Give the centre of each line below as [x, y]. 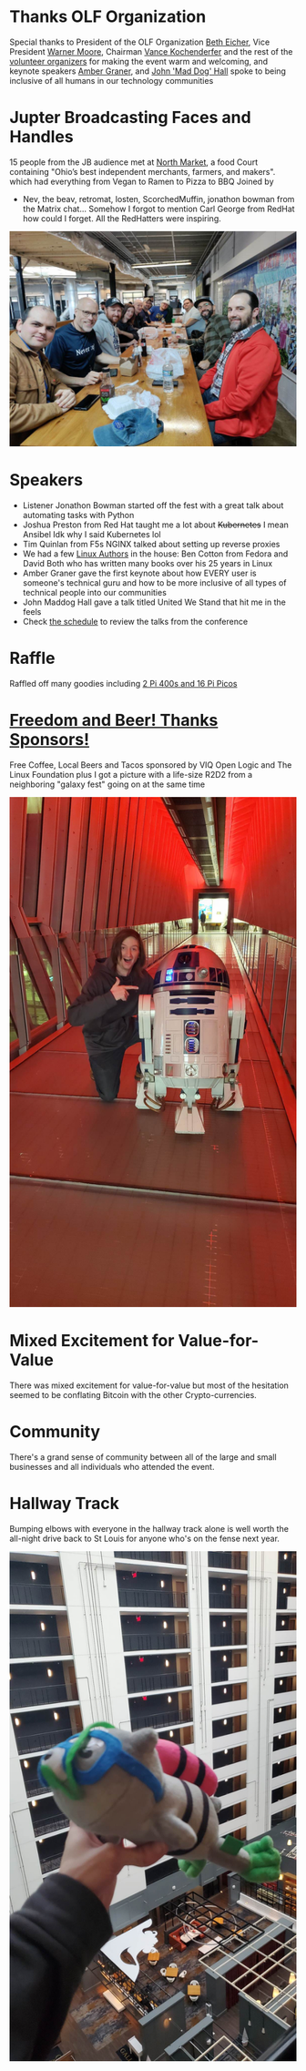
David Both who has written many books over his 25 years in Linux [148, 563]
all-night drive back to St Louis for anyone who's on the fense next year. [145, 1538]
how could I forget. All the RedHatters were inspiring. [122, 218]
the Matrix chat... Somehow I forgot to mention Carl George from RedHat [158, 209]
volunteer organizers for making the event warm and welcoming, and [139, 61]
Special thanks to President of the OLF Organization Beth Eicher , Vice [140, 42]
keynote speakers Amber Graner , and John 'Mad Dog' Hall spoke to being [148, 71]
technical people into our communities [94, 592]
